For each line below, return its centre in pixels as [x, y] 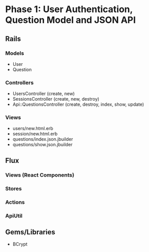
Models [15, 53]
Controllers [20, 82]
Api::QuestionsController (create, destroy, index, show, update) [78, 104]
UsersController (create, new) [44, 94]
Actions [15, 202]
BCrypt [20, 244]
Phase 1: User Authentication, [69, 9]
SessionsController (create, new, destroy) [56, 99]
